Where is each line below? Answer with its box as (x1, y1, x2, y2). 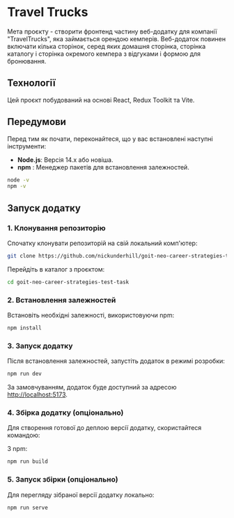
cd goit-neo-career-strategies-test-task (7, 279, 130, 286)
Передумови (7, 116, 66, 128)
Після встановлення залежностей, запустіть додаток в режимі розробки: (7, 357, 225, 365)
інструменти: (7, 142, 47, 150)
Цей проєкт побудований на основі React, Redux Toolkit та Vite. (7, 96, 195, 104)
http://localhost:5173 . (7, 390, 68, 399)
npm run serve (7, 504, 49, 511)
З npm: (7, 445, 28, 453)
